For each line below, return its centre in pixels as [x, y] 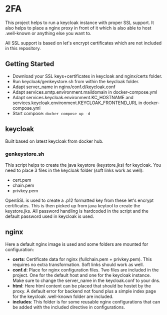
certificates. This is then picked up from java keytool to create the [73, 205]
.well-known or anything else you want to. [48, 33]
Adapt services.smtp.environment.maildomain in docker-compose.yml [85, 92]
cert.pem [22, 180]
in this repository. [23, 48]
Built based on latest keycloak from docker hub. [54, 141]
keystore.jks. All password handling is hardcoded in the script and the [77, 211]
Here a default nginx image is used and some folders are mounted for [77, 244]
